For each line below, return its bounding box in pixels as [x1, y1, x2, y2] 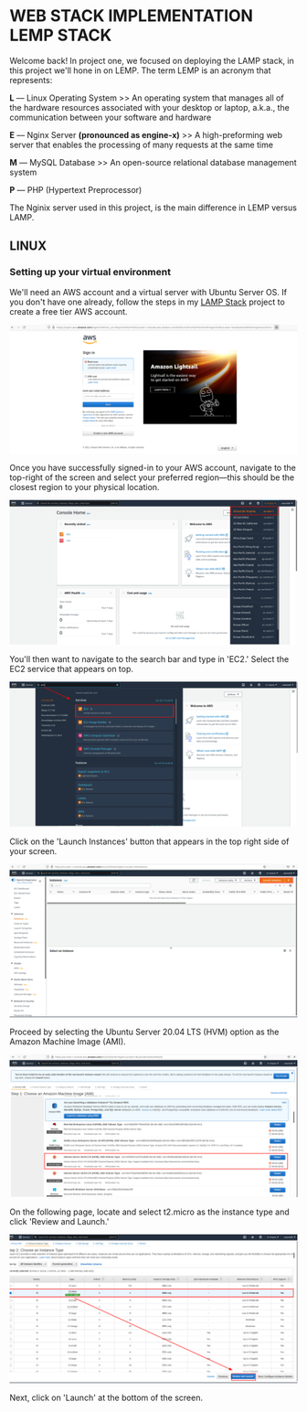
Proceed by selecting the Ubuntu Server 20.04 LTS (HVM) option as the [9, 1026, 280, 1037]
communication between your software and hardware [9, 112, 212, 123]
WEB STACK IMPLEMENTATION [9, 5, 254, 27]
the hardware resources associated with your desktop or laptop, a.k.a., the [9, 102, 290, 112]
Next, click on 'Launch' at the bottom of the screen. [9, 1392, 204, 1404]
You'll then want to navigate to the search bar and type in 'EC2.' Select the [9, 654, 290, 665]
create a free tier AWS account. [9, 305, 128, 316]
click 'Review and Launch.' [9, 1215, 110, 1226]
